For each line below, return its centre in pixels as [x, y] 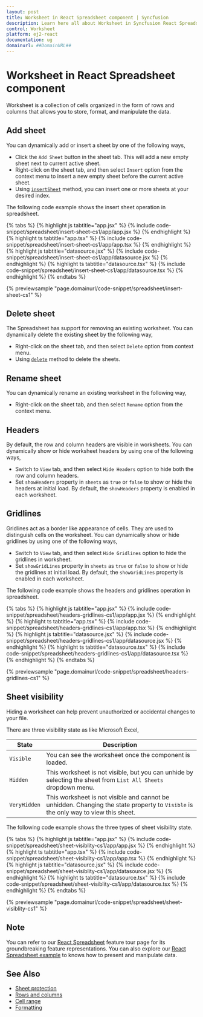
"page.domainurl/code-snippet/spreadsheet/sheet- [118, 902]
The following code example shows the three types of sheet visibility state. [99, 827]
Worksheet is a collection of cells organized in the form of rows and [90, 105]
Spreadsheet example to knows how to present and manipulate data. [92, 955]
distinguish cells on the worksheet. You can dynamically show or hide [93, 534]
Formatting [28, 1008]
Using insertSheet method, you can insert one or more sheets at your [102, 189]
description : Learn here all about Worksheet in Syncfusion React [92, 23]
